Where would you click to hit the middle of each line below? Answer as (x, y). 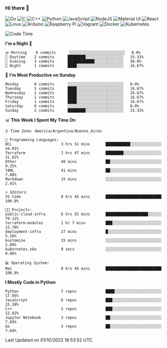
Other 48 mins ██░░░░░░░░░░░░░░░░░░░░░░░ (83, 162)
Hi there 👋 (17, 8)
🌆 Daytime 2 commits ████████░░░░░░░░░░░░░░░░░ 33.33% (74, 57)
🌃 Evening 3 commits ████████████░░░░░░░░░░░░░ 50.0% (73, 61)
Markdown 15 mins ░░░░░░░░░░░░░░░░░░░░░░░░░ (83, 179)
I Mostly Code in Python (30, 282)
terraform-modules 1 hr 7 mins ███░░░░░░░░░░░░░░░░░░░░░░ (83, 223)
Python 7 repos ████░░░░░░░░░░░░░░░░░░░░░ (83, 291)
